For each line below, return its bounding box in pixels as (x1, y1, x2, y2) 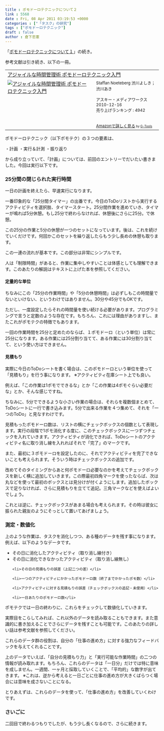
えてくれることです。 (21, 643, 64, 650)
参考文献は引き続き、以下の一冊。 (5, 59, 74, 65)
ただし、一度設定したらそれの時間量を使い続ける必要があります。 (5, 307, 138, 313)
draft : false (5, 30, 34, 35)
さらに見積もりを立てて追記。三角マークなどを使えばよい (43, 485, 159, 491)
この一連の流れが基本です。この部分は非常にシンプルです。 (5, 250, 124, 255)
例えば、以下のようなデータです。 (5, 539, 73, 545)
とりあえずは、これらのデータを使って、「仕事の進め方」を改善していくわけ (5, 689, 157, 695)
